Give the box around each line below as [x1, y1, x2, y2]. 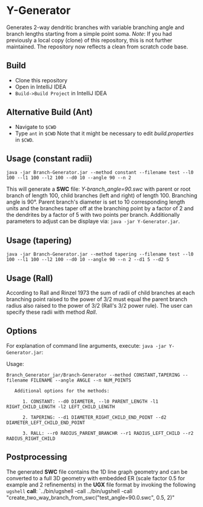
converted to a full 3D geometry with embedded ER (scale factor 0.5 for [6, 474, 185, 482]
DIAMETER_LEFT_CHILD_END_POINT [6, 419, 85, 426]
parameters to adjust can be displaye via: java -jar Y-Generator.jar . [6, 217, 180, 225]
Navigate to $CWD [15, 123, 56, 130]
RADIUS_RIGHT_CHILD [6, 436, 56, 442]
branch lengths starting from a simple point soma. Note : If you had [6, 30, 172, 37]
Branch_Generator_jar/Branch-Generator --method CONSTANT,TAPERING [6, 372, 181, 378]
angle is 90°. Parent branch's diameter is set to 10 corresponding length [6, 198, 185, 206]
